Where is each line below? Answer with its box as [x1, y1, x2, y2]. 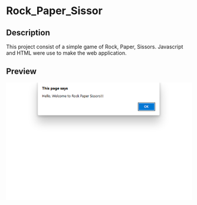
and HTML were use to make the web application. [6, 49, 127, 57]
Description [6, 28, 50, 38]
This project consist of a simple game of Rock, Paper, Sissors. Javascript [6, 43, 183, 50]
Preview [6, 67, 37, 77]
